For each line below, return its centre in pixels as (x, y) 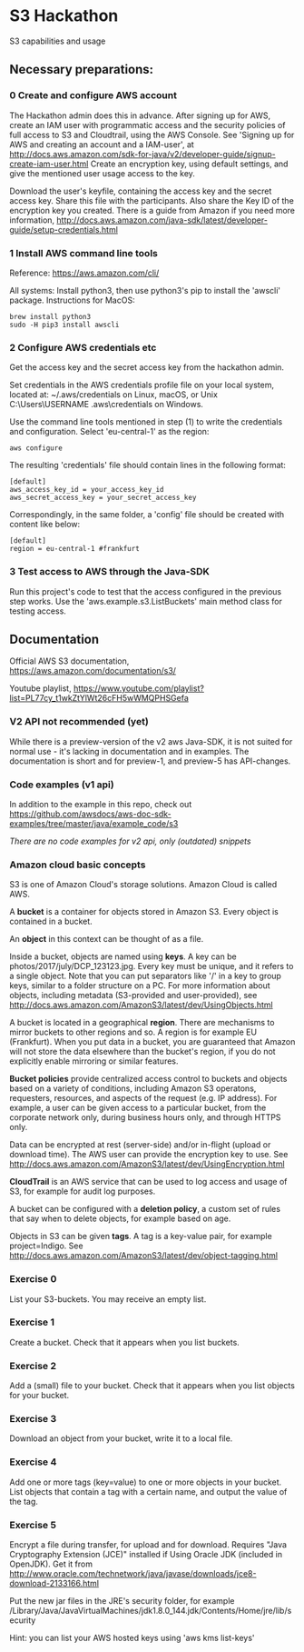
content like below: (45, 525)
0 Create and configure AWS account (93, 95)
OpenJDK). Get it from (51, 1564)
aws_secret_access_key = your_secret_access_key (103, 498)
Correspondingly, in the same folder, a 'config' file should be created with (147, 515)
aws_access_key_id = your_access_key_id (87, 490)
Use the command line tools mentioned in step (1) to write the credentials (146, 422)
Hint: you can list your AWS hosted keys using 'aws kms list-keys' (132, 1638)
